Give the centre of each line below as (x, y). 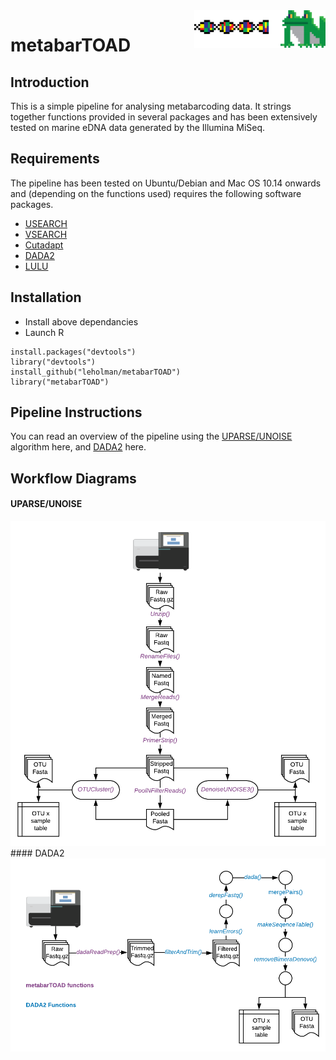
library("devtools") (53, 362)
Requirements (55, 159)
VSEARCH (46, 234)
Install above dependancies (81, 321)
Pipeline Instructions (76, 412)
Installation (46, 297)
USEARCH (46, 223)
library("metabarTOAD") (60, 382)
